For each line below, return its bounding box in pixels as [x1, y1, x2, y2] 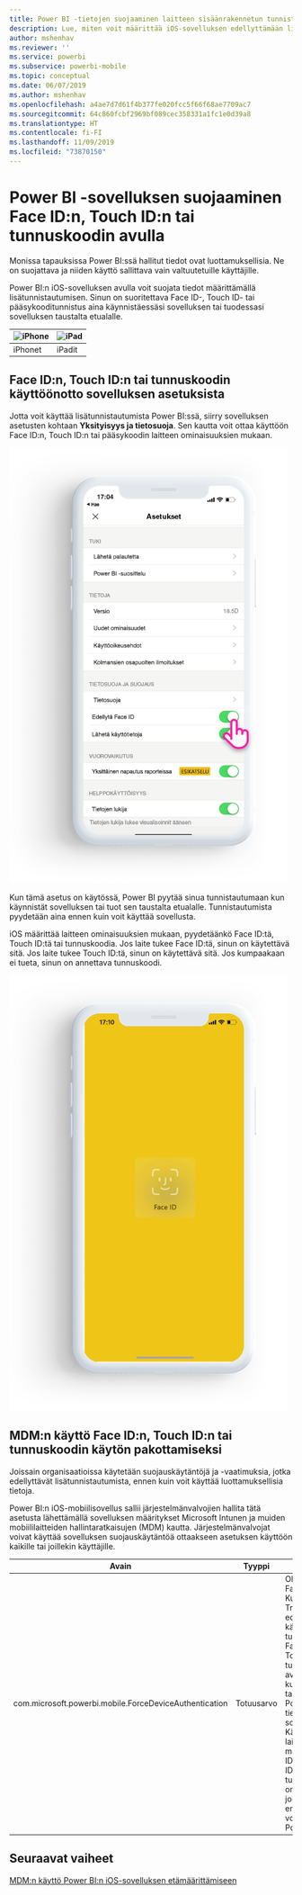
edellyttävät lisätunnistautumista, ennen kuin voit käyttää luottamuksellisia [9, 1476, 283, 1486]
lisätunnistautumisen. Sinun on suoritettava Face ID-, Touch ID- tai [9, 292, 255, 302]
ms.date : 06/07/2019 [9, 81, 87, 90]
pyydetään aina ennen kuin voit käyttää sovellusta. [9, 911, 196, 921]
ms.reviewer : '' [9, 43, 70, 52]
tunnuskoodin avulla [9, 226, 165, 247]
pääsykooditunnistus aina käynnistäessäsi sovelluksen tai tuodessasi [9, 301, 265, 312]
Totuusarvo [235, 1698, 278, 1709]
